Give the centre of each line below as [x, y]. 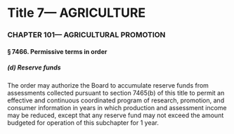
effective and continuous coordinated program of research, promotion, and [116, 100]
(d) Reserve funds [34, 67]
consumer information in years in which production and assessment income [117, 107]
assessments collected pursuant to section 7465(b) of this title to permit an [116, 93]
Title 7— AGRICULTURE [77, 13]
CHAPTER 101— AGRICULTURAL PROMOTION [86, 35]
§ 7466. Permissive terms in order [57, 51]
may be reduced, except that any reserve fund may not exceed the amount [116, 115]
